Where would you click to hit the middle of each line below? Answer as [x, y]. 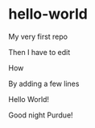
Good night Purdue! [41, 115]
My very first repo [38, 36]
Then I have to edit [39, 52]
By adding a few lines [44, 83]
